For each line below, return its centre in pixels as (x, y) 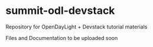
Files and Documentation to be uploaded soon (62, 38)
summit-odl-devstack (60, 11)
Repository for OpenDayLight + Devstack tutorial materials (76, 27)
